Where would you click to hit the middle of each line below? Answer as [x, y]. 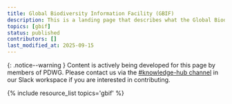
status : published [33, 33]
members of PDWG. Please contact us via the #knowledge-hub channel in [113, 72]
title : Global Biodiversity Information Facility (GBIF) [91, 13]
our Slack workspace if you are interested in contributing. [89, 80]
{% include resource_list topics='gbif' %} [66, 93]
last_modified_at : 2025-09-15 [51, 45]
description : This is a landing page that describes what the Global [109, 20]
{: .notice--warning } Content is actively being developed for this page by [112, 65]
